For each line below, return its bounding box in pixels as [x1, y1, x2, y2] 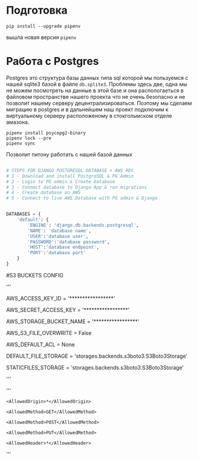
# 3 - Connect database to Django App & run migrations [6, 184, 147, 190]
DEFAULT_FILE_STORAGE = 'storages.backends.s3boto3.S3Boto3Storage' [6, 352, 188, 359]
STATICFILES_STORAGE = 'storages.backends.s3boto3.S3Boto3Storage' [6, 364, 184, 371]
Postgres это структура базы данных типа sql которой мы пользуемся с [6, 74, 189, 81]
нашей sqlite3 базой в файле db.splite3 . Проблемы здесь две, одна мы [6, 80, 187, 87]
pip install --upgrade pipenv [6, 23, 81, 29]
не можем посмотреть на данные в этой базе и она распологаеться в [6, 87, 184, 94]
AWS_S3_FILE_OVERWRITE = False [6, 329, 92, 336]
